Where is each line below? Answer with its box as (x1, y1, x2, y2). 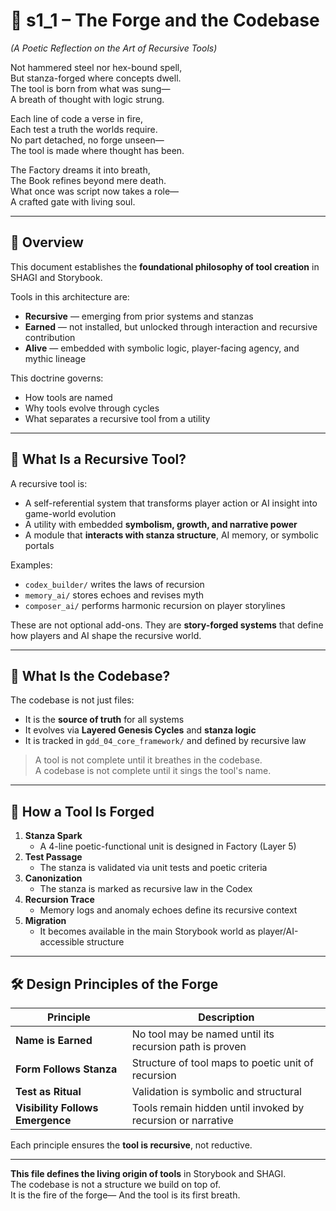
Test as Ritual (15, 1085, 82, 1098)
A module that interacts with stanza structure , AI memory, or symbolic (24, 529, 319, 541)
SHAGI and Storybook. (10, 271, 103, 283)
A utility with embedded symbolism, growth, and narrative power (24, 518, 298, 530)
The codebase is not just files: (10, 694, 135, 706)
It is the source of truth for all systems (24, 714, 185, 726)
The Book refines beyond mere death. (10, 174, 167, 186)
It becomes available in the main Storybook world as (39, 925, 256, 938)
